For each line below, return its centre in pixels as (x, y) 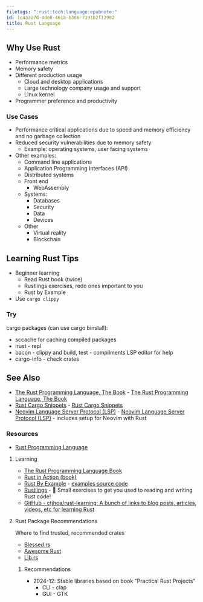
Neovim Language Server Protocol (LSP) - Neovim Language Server (100, 412)
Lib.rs (31, 557)
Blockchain (47, 239)
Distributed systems (49, 175)
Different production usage (49, 75)
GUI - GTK (55, 594)
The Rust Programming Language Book (73, 470)
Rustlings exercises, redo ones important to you (83, 286)
